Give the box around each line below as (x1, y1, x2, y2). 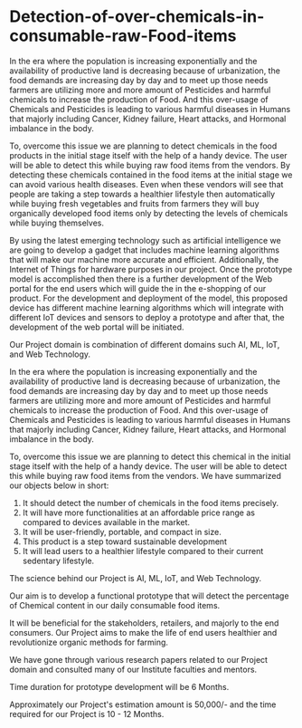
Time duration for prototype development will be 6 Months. (9, 681, 230, 692)
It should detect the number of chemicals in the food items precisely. (22, 497, 279, 508)
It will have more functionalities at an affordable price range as (22, 507, 256, 518)
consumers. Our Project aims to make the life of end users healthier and (9, 627, 278, 637)
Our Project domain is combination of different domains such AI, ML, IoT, (9, 339, 280, 350)
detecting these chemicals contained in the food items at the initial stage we (9, 169, 293, 180)
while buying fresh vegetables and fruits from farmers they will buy (9, 197, 260, 209)
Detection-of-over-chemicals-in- (9, 6, 265, 27)
